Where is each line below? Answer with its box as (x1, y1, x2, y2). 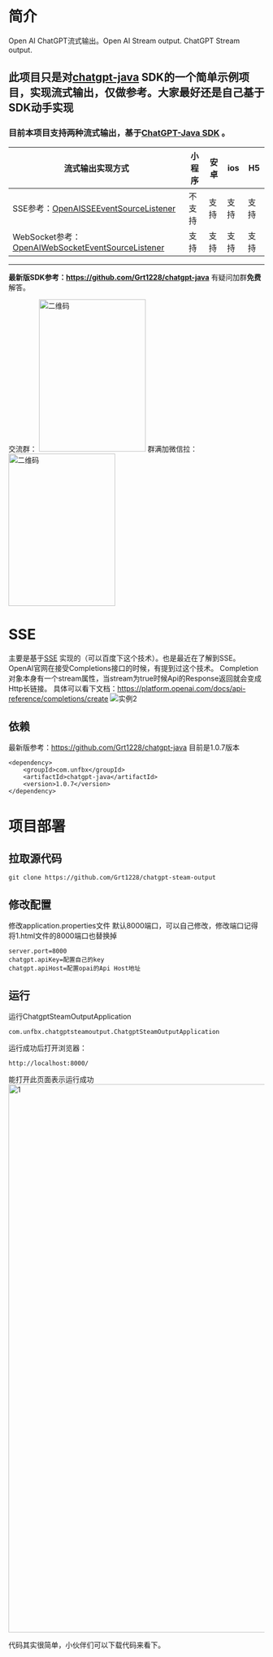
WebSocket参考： (12, 231, 81, 242)
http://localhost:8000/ (8, 1059, 89, 1067)
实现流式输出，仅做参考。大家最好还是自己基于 (29, 86, 265, 100)
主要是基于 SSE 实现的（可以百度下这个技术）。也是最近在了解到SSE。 (8, 653, 240, 663)
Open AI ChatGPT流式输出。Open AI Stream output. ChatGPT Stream (8, 36, 240, 45)
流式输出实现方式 (63, 162, 130, 174)
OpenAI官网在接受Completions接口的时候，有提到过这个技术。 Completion (8, 663, 258, 673)
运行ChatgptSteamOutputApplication (8, 1012, 132, 1021)
